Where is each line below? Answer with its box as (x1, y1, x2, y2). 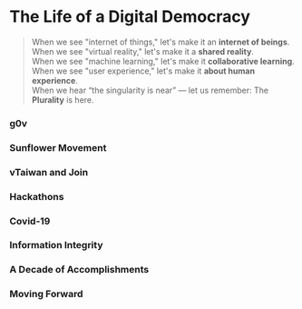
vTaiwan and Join (9, 165, 89, 178)
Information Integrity (9, 239, 103, 252)
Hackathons (9, 190, 64, 203)
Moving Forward (9, 288, 83, 301)
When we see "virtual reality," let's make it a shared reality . (31, 45, 254, 56)
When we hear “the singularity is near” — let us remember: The (31, 85, 269, 95)
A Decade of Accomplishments (9, 264, 150, 276)
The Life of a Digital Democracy (9, 6, 251, 27)
